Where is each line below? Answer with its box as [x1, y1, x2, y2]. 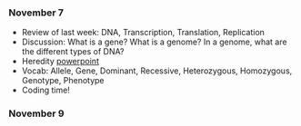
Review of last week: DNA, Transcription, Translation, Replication [21, 27, 266, 38]
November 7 [8, 6, 65, 19]
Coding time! [21, 84, 70, 96]
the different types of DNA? [21, 46, 125, 57]
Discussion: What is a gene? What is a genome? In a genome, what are [21, 36, 287, 47]
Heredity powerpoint [21, 56, 99, 67]
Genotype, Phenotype [21, 75, 105, 86]
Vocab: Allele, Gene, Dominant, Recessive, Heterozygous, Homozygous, [21, 65, 293, 76]
